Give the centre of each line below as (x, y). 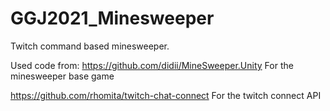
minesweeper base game (62, 76)
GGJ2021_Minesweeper (112, 18)
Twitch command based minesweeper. (90, 46)
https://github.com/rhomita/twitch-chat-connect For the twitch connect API (166, 95)
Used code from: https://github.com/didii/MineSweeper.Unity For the (152, 65)
